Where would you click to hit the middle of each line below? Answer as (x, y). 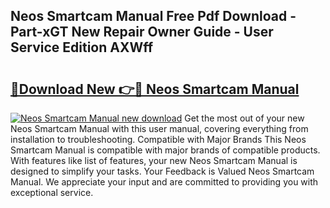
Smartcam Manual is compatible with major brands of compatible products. (165, 150)
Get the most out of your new (244, 118)
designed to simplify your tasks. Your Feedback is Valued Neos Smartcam (162, 171)
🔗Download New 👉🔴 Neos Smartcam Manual (155, 89)
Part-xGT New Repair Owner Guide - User (142, 32)
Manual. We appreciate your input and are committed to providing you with (164, 182)
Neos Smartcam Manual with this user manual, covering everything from (159, 128)
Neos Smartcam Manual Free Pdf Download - (153, 16)
